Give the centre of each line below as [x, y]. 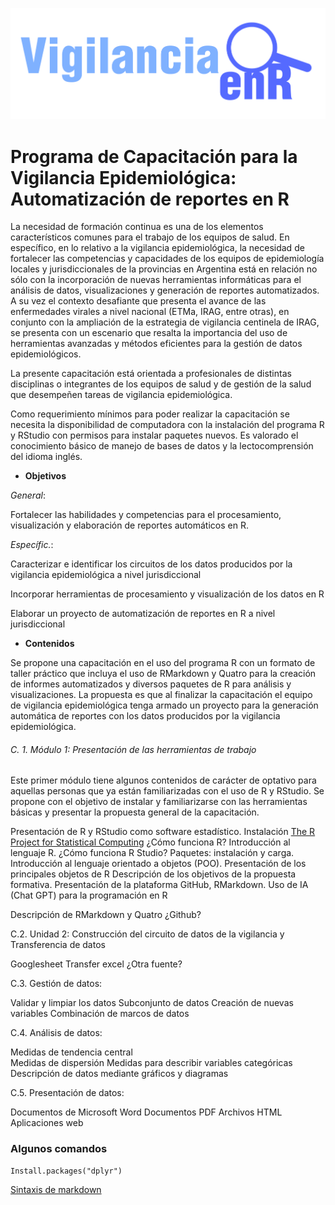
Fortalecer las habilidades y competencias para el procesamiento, [146, 515]
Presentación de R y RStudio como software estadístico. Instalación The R [163, 832]
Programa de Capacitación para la [154, 156]
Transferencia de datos [58, 945]
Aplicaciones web [47, 1123]
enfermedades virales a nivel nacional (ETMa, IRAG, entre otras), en [150, 312]
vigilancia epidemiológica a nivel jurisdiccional [106, 575]
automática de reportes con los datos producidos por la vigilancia [145, 716]
